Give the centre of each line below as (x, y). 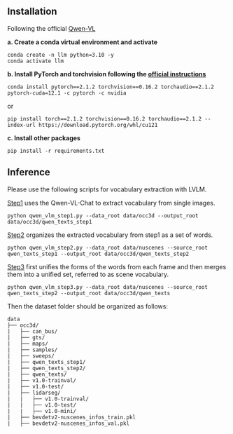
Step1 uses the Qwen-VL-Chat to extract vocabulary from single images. (111, 203)
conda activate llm (36, 61)
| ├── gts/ (26, 337)
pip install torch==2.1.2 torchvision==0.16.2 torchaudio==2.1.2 (104, 118)
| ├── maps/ (28, 344)
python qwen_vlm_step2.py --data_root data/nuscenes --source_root (108, 247)
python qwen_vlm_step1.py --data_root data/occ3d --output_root (103, 216)
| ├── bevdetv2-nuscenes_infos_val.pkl (69, 423)
